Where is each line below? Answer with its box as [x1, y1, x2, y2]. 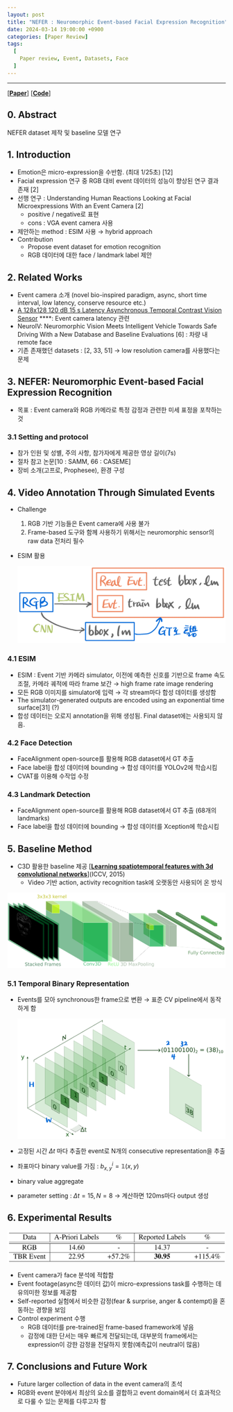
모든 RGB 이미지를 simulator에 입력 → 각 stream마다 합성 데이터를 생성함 [17, 688, 216, 696]
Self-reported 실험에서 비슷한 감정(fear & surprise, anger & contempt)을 [17, 1297, 218, 1305]
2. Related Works [7, 271, 83, 283]
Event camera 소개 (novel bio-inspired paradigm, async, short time [17, 291, 207, 299]
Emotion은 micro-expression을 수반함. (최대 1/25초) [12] [17, 168, 173, 176]
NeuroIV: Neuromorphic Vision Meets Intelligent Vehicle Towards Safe [17, 322, 217, 330]
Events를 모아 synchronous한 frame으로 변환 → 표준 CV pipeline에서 [17, 995, 209, 1004]
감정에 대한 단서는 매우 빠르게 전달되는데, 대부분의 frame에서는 [27, 1331, 198, 1340]
